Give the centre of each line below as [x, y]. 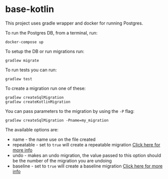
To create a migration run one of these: [46, 88]
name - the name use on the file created [54, 139]
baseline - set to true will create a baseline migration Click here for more [88, 166]
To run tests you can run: [31, 70]
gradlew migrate [22, 60]
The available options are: [32, 129]
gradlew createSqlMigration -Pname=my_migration [57, 120]
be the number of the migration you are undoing [62, 160]
